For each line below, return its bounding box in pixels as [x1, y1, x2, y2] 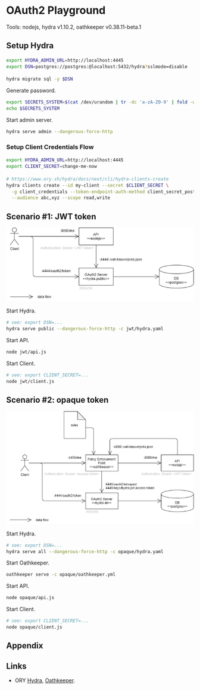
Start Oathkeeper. [6, 559, 49, 566]
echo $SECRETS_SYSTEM [6, 106, 60, 112]
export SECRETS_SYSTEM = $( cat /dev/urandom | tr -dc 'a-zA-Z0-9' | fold [6, 99, 187, 105]
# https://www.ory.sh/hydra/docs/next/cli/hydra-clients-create [6, 176, 169, 182]
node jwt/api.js [6, 349, 46, 355]
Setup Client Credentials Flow [6, 143, 94, 151]
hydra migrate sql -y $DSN [6, 76, 73, 82]
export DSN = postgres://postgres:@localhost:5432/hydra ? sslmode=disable [6, 63, 187, 69]
